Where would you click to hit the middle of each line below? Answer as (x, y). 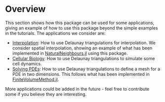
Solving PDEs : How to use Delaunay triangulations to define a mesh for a (86, 69)
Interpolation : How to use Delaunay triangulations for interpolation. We (84, 42)
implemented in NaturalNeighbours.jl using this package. (70, 53)
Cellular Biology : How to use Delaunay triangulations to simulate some (83, 58)
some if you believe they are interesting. (46, 94)
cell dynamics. (27, 64)
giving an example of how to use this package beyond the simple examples (82, 28)
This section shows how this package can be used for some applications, (80, 23)
